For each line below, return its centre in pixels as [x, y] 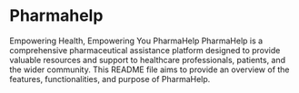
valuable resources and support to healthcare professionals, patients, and [148, 60]
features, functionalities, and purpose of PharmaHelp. [110, 79]
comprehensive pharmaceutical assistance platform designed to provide [145, 50]
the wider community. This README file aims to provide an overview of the [149, 70]
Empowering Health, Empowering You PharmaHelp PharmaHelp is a [136, 41]
